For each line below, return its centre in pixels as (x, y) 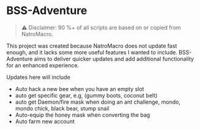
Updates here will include (38, 77)
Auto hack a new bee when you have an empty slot (80, 88)
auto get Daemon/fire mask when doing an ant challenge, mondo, (98, 102)
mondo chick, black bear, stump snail (62, 108)
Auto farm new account (45, 121)
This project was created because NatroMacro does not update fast (92, 46)
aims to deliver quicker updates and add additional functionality (114, 59)
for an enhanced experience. (43, 65)
